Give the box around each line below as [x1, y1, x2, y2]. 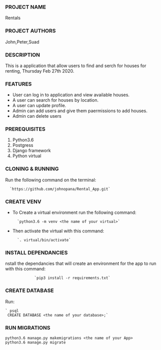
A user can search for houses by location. [12, 97, 99, 103]
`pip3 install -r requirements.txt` [34, 275, 111, 281]
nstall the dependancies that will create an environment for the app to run [5, 260, 156, 266]
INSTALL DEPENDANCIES [5, 249, 68, 256]
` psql [5, 308, 19, 313]
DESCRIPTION [5, 51, 40, 58]
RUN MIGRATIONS [5, 324, 50, 331]
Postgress [12, 142, 33, 148]
